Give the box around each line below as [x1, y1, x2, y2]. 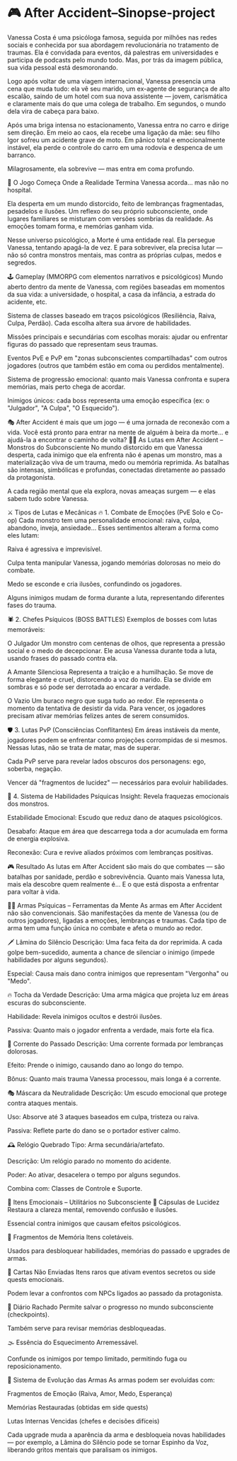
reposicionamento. [7, 1362, 62, 1370]
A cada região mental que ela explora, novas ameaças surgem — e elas [7, 487, 216, 495]
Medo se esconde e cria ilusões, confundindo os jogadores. [7, 579, 183, 588]
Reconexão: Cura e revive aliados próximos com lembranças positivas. [7, 848, 214, 856]
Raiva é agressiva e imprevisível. [7, 545, 103, 553]
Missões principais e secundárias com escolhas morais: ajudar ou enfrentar [7, 333, 229, 341]
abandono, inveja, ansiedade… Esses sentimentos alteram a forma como [7, 524, 219, 532]
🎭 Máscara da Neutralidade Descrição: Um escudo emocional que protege [7, 1088, 228, 1097]
